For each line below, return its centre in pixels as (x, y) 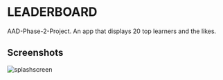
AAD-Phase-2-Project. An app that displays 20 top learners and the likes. (112, 31)
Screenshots (35, 53)
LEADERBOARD (52, 12)
